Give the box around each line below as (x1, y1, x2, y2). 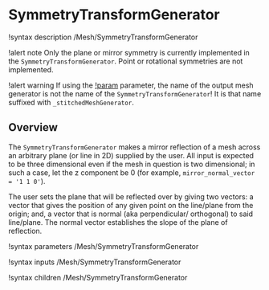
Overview (8, 120, 59, 134)
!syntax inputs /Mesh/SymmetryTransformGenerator (8, 257, 181, 267)
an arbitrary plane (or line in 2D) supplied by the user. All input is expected (8, 150, 255, 160)
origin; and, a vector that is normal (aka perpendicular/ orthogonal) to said (8, 209, 254, 219)
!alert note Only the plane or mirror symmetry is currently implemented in (8, 47, 251, 57)
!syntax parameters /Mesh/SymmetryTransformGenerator (8, 241, 199, 251)
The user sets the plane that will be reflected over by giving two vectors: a (8, 191, 255, 202)
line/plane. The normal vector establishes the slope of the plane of (8, 217, 228, 227)
